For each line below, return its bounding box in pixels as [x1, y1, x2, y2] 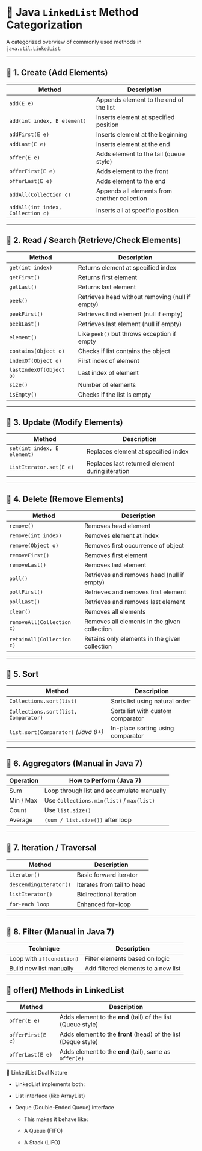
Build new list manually [9, 964, 74, 973]
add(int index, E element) [9, 117, 87, 124]
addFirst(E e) [9, 131, 50, 138]
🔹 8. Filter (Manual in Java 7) [6, 927, 115, 937]
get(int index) [9, 264, 53, 271]
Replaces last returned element [86, 460, 174, 468]
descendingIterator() [9, 881, 71, 888]
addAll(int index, [9, 204, 62, 211]
